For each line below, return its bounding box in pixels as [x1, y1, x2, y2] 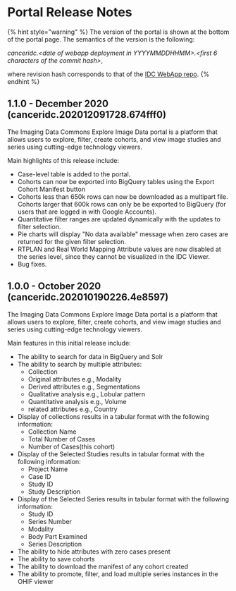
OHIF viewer [17, 577, 54, 585]
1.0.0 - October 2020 [7, 280, 101, 293]
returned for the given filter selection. [17, 237, 127, 245]
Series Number [27, 517, 73, 525]
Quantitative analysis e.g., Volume [27, 397, 127, 406]
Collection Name [27, 427, 77, 436]
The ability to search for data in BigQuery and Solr [17, 352, 163, 360]
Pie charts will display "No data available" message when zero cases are [17, 230, 229, 238]
